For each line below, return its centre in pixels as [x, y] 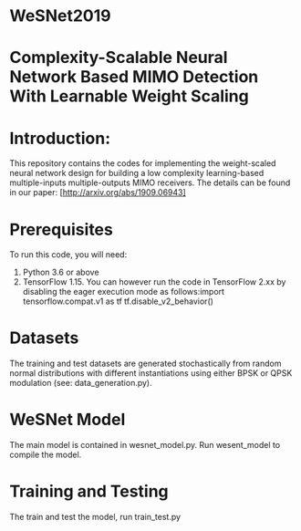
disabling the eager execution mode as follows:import [124, 292]
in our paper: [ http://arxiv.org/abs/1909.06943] [98, 193]
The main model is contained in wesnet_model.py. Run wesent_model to [145, 445]
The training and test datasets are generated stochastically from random [145, 364]
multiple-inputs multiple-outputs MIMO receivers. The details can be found [150, 182]
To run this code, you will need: [68, 255]
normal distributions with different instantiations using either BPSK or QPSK [151, 373]
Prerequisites [62, 229]
